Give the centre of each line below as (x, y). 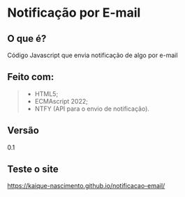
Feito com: (31, 77)
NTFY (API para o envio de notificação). (92, 109)
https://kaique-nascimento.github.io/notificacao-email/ (86, 186)
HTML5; (46, 94)
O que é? (27, 39)
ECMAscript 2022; (61, 101)
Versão (23, 131)
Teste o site (33, 170)
